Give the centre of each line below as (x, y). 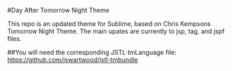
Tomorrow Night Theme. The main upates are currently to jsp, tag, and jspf (116, 31)
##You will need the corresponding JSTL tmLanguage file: (92, 52)
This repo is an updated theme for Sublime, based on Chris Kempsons (109, 24)
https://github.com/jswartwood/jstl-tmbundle (73, 60)
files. (14, 39)
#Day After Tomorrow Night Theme (58, 10)
